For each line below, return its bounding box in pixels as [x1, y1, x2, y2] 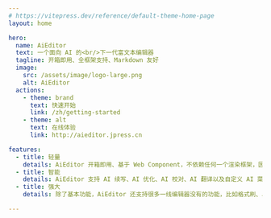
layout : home [8, 19, 52, 27]
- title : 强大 [15, 183, 60, 191]
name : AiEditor [15, 41, 67, 49]
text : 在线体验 [29, 124, 77, 132]
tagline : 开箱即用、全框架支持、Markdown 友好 [15, 56, 159, 64]
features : [8, 146, 42, 154]
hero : [8, 34, 27, 42]
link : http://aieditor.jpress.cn [29, 131, 143, 139]
